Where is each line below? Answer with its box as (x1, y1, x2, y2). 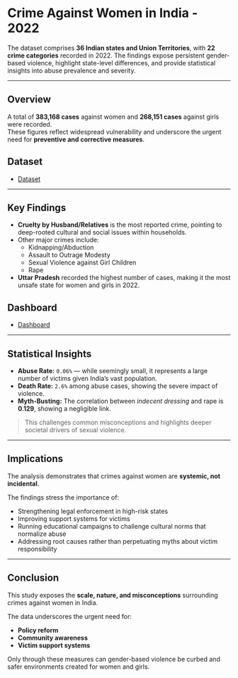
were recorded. (7, 119, 52, 129)
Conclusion (7, 572, 59, 584)
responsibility (17, 544, 57, 553)
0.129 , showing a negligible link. (17, 404, 112, 413)
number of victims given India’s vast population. (17, 375, 157, 382)
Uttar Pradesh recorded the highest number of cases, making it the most (17, 274, 231, 282)
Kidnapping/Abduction (28, 243, 94, 252)
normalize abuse (17, 529, 67, 538)
